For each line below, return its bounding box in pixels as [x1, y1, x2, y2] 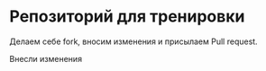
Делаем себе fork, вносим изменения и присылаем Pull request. [9, 36, 259, 47]
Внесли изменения [9, 53, 83, 64]
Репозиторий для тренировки [9, 6, 245, 27]
